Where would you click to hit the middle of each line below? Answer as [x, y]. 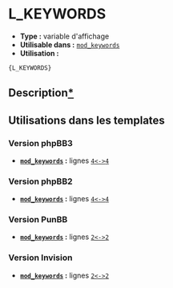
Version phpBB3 [41, 143]
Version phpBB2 [41, 181]
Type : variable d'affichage [64, 36]
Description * [41, 93]
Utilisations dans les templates [87, 120]
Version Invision [40, 258]
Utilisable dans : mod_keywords [70, 44]
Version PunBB [38, 220]
